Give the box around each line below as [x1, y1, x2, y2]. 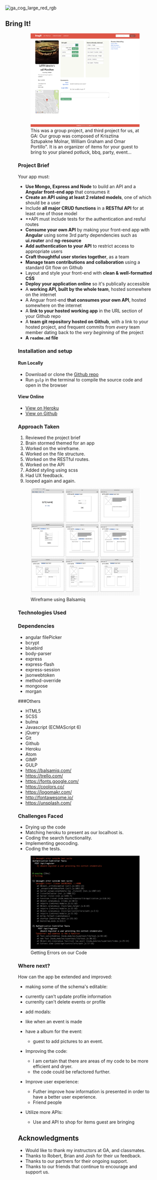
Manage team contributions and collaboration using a [25, 259, 140, 265]
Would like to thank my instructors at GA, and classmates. [25, 1147, 146, 1154]
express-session [25, 666, 60, 672]
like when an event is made [25, 1019, 83, 1025]
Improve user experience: [25, 1079, 79, 1085]
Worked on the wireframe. [25, 446, 80, 452]
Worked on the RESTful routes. [25, 456, 90, 462]
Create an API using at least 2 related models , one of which [25, 194, 152, 200]
